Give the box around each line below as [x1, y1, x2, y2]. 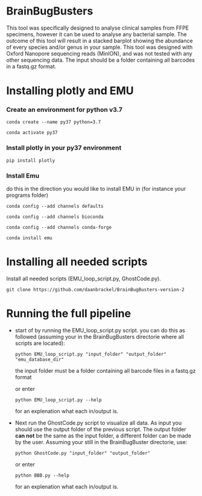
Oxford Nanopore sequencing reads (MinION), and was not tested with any [6, 50, 193, 57]
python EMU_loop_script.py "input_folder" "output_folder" [14, 351, 167, 357]
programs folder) [6, 192, 48, 199]
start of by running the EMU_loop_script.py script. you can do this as [14, 326, 186, 333]
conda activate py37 [6, 130, 58, 136]
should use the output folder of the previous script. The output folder [14, 425, 187, 433]
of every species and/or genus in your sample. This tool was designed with [6, 43, 193, 51]
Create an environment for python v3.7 [6, 106, 122, 114]
